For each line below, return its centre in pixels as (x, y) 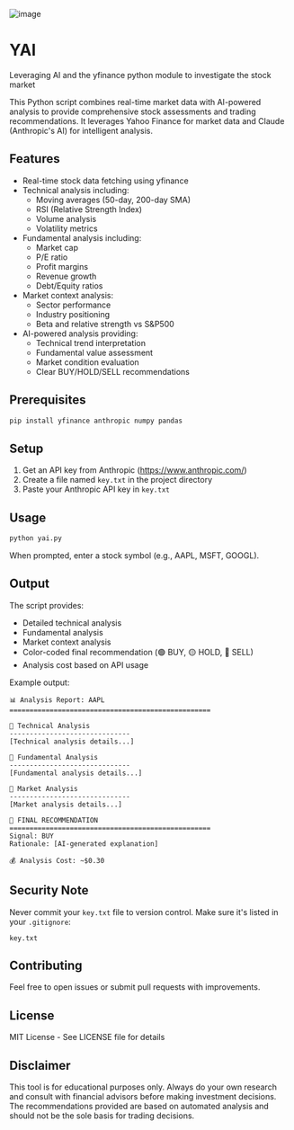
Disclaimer (40, 1065)
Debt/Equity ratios (69, 285)
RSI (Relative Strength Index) (89, 209)
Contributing (46, 965)
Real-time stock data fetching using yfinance (105, 181)
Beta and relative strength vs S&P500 (105, 324)
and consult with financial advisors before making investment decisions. (143, 1096)
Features (35, 159)
